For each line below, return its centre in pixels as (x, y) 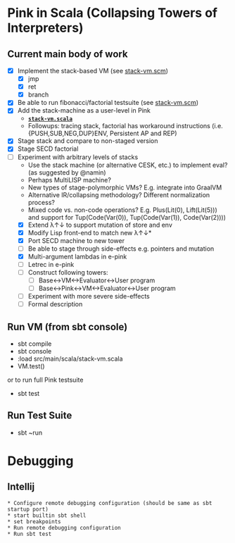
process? (41, 202)
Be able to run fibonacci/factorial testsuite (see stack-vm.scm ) (108, 103)
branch (38, 95)
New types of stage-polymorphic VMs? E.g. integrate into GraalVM (125, 187)
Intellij (21, 487)
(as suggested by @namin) (67, 172)
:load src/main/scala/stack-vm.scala (70, 359)
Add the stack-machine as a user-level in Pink (84, 111)
